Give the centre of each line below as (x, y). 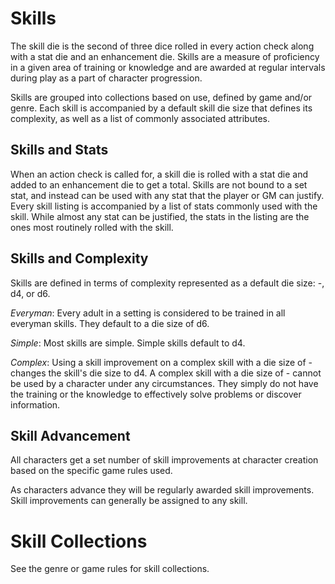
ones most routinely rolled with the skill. (92, 227)
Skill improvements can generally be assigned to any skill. (129, 501)
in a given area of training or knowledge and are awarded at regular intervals (168, 67)
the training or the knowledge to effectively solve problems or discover (156, 394)
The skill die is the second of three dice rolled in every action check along (162, 46)
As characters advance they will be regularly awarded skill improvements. (162, 490)
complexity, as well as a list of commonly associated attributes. (140, 118)
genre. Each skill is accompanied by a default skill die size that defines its (161, 108)
